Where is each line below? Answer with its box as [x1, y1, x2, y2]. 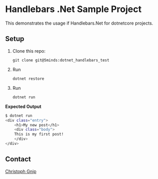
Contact [5, 155, 31, 163]
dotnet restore [12, 76, 45, 81]
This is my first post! [14, 132, 64, 137]
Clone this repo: [12, 48, 46, 54]
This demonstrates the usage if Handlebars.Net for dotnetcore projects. [5, 20, 153, 26]
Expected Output [5, 103, 42, 109]
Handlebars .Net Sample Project [5, 4, 142, 15]
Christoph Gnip [5, 168, 37, 174]
